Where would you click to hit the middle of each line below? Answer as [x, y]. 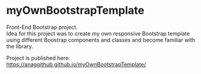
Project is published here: [38, 58]
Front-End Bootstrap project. [42, 27]
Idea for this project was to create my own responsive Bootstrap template [98, 33]
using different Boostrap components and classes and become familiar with [101, 40]
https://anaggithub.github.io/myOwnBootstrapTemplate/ [76, 64]
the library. [20, 46]
